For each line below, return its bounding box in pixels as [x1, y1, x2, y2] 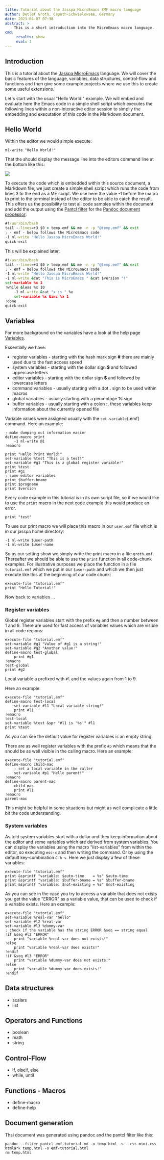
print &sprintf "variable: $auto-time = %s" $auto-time [5, 874, 128, 878]
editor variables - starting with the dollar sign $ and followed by [12, 375, 141, 381]
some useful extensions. [5, 86, 55, 92]
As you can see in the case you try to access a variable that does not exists [5, 891, 157, 897]
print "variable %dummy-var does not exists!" [14, 957, 111, 963]
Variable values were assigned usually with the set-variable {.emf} [5, 415, 140, 422]
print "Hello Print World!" [5, 452, 63, 457]
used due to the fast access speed [12, 359, 82, 365]
